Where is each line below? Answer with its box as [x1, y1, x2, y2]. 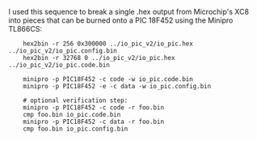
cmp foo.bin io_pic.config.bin [23, 125, 128, 133]
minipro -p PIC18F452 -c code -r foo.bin [23, 104, 164, 112]
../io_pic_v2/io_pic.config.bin [8, 47, 117, 55]
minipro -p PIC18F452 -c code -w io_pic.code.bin [23, 75, 194, 83]
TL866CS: [8, 24, 43, 33]
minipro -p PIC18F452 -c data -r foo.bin [23, 117, 164, 126]
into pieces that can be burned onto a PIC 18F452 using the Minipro [8, 15, 234, 25]
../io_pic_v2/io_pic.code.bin [8, 61, 111, 69]
